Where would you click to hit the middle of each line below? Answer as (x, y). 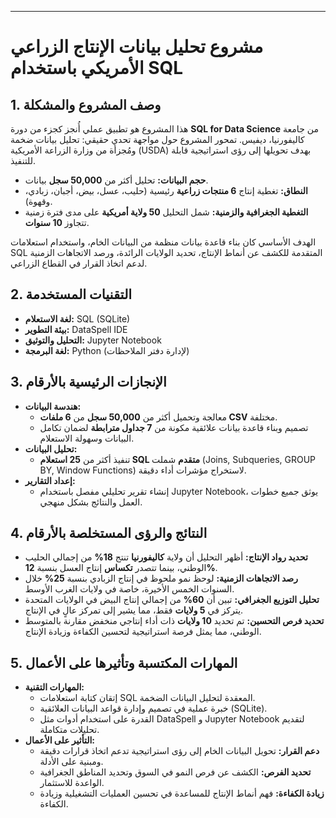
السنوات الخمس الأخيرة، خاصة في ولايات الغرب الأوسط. (129, 589)
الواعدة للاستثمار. (72, 783)
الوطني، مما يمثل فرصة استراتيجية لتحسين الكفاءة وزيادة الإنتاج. (143, 632)
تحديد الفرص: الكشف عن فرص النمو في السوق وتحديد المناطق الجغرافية (175, 772)
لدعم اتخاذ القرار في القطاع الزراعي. (79, 263)
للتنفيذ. (23, 160)
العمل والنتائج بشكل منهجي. (91, 502)
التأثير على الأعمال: (60, 740)
